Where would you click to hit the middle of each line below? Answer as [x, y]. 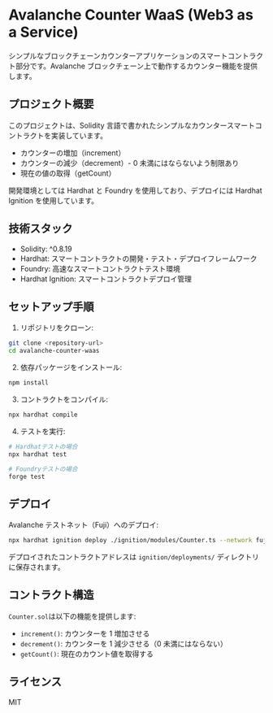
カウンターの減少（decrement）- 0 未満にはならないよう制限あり [130, 163]
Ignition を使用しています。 [54, 200]
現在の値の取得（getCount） [68, 173]
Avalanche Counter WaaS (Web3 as [131, 15]
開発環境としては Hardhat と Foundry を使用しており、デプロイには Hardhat [135, 190]
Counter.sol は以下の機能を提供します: [72, 616]
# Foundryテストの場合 [43, 469]
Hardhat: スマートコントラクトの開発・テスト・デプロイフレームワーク [139, 259]
